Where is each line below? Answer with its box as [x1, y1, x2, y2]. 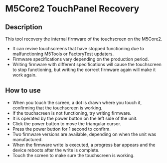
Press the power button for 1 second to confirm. [12, 126, 111, 132]
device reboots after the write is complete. [12, 147, 100, 153]
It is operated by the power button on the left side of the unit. [12, 115, 138, 121]
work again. [12, 72, 37, 78]
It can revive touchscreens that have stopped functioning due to [12, 46, 145, 51]
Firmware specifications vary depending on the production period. [12, 56, 149, 62]
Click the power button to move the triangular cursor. [12, 120, 121, 127]
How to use [5, 86, 41, 95]
